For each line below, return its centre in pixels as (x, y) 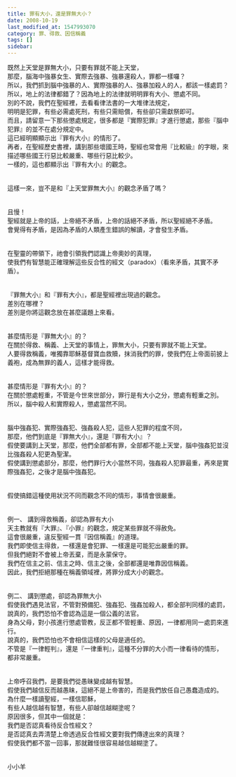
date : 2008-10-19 (33, 20)
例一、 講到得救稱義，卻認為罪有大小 (60, 519)
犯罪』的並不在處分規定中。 (47, 129)
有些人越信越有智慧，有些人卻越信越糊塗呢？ (72, 708)
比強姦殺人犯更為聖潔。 (41, 454)
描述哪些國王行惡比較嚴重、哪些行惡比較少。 (72, 155)
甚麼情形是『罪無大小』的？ (47, 336)
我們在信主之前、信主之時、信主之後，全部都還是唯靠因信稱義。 (99, 563)
